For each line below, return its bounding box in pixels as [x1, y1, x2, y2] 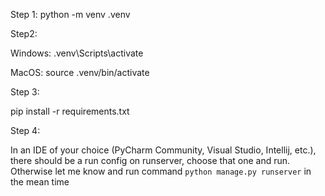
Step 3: [10, 86, 40, 98]
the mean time [10, 176, 70, 188]
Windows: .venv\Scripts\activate [10, 47, 144, 59]
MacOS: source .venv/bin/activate [10, 67, 150, 78]
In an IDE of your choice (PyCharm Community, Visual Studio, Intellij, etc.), [10, 144, 317, 156]
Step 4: [10, 125, 41, 136]
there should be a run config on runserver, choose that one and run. [10, 155, 291, 166]
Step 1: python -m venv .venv [10, 9, 131, 20]
